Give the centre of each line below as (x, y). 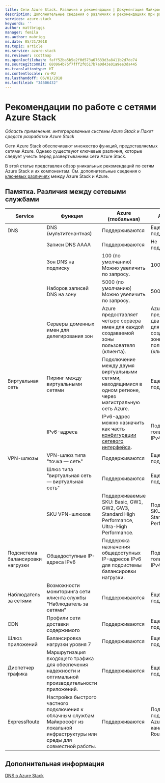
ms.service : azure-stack (30, 51)
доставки (58, 624)
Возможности (63, 586)
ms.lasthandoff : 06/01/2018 (34, 78)
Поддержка (116, 541)
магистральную (121, 402)
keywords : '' (18, 23)
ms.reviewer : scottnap (28, 55)
